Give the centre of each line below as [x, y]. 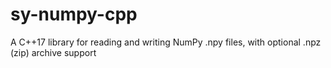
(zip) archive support [53, 52]
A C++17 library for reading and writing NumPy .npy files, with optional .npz [166, 42]
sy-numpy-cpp [74, 14]
